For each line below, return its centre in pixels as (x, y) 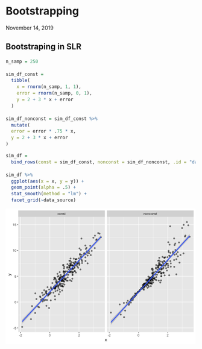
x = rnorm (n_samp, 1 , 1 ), (49, 87)
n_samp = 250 (22, 61)
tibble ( (21, 80)
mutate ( (21, 125)
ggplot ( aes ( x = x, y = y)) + (48, 181)
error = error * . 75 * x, (44, 131)
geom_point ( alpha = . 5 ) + (44, 187)
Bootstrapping (43, 11)
